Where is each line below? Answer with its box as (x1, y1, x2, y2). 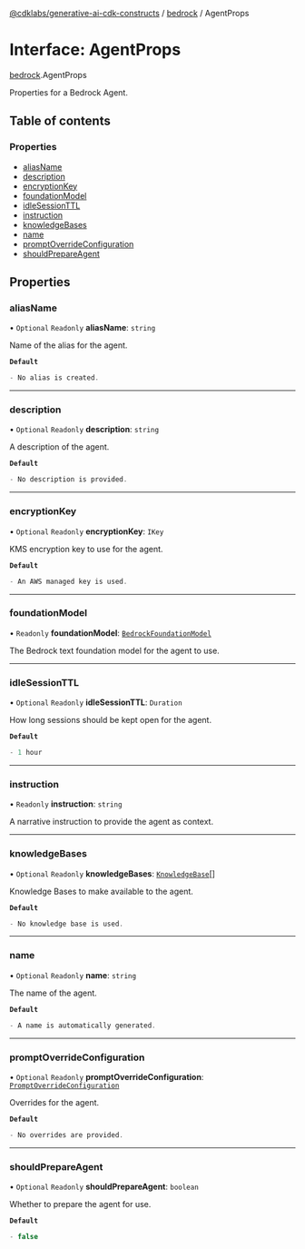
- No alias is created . (9, 373, 100, 382)
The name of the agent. (9, 987, 97, 998)
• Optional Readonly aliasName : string (9, 322, 156, 333)
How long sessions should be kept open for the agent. (9, 715, 212, 726)
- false (9, 1233, 39, 1242)
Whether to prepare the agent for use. (9, 1199, 152, 1210)
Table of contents (9, 114, 111, 129)
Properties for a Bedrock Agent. (9, 86, 129, 98)
